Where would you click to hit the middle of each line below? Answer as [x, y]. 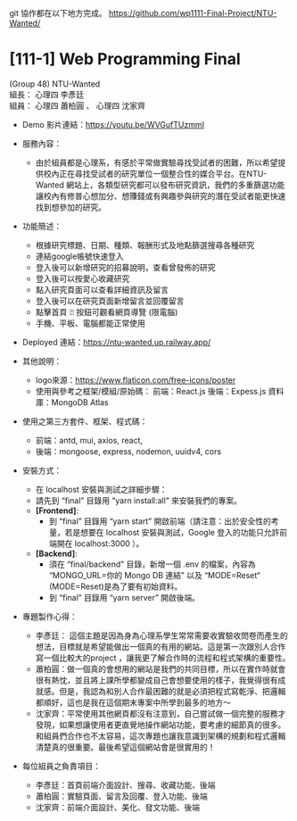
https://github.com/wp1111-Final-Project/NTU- [193, 13]
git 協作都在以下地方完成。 [58, 13]
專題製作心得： [49, 616]
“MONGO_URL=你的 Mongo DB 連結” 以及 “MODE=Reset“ [154, 575]
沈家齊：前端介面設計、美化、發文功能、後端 [118, 807]
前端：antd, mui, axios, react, [89, 440]
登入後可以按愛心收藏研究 [82, 278]
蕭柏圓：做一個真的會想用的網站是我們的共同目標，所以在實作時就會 [161, 668]
